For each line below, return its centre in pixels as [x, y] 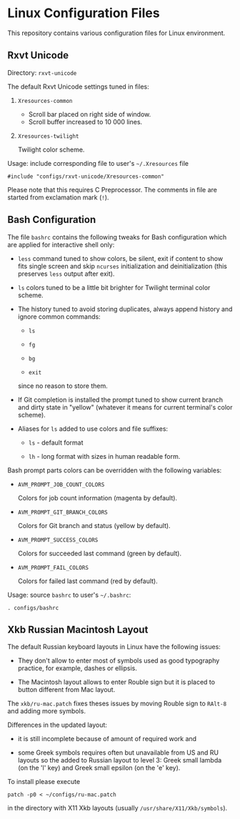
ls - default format [56, 442]
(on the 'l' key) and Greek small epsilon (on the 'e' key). [99, 768]
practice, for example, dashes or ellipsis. [77, 668]
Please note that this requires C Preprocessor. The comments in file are [112, 189]
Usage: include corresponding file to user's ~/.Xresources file [98, 163]
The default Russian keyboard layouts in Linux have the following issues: [114, 647]
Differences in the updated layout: [57, 725]
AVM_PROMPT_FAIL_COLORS [53, 567]
